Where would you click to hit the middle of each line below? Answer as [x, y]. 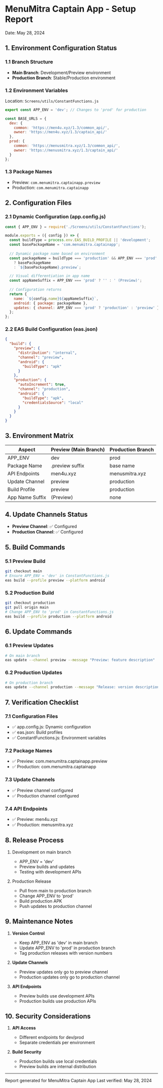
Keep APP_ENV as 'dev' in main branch [58, 943]
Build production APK [41, 901]
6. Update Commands [39, 632]
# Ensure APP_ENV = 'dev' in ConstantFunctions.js [57, 576]
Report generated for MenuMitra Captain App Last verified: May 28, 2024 [78, 1081]
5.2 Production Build [30, 593]
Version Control [28, 933]
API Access [24, 1028]
